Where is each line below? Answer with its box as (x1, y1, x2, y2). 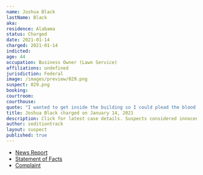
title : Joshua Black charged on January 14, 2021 (6, 110, 134, 116)
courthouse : (6, 98, 36, 104)
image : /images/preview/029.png (6, 76, 88, 82)
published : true (6, 132, 47, 139)
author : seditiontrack (6, 121, 63, 127)
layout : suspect (6, 127, 47, 133)
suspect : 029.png (6, 82, 50, 88)
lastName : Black (6, 14, 47, 21)
